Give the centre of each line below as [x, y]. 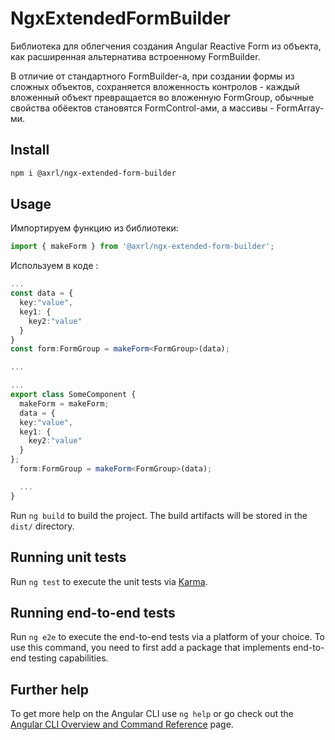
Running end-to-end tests [93, 612]
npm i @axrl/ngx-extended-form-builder [93, 173]
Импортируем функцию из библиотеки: [94, 228]
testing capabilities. [68, 658]
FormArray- [300, 108]
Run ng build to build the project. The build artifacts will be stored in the [159, 515]
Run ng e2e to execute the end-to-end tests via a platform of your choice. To [168, 637]
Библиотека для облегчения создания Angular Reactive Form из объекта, [166, 46]
